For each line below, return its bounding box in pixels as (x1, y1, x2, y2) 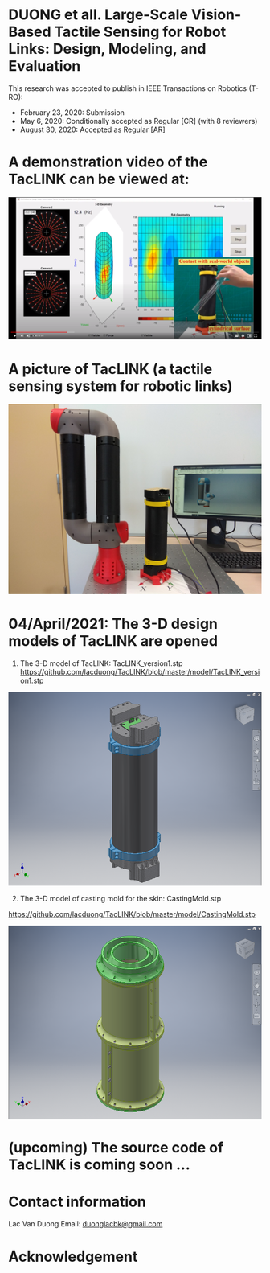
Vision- (190, 6, 242, 24)
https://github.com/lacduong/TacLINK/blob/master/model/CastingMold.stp (8, 909, 256, 918)
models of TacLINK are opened (8, 632, 219, 650)
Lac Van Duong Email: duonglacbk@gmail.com (8, 1219, 163, 1229)
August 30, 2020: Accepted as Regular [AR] (19, 125, 166, 134)
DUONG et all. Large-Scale (8, 6, 189, 24)
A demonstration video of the (8, 153, 208, 171)
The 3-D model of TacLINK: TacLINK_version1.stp (19, 658, 183, 668)
